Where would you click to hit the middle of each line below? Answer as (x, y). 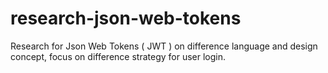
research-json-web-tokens (126, 18)
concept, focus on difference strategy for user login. (118, 56)
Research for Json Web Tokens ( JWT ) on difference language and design (164, 46)
